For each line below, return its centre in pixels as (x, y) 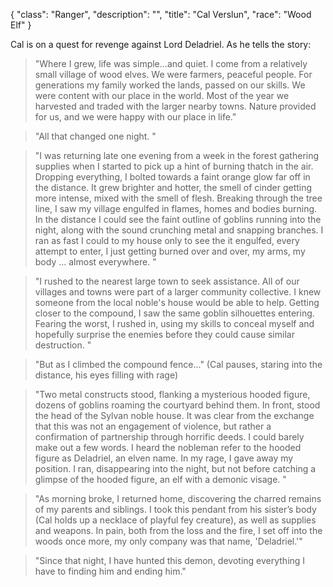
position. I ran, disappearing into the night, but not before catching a (175, 468)
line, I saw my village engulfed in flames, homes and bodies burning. (176, 208)
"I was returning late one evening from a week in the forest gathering (177, 155)
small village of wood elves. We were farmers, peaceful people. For (173, 74)
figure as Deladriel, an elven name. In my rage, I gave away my (164, 458)
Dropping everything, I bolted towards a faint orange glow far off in (172, 177)
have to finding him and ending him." (110, 571)
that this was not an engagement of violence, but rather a (153, 426)
